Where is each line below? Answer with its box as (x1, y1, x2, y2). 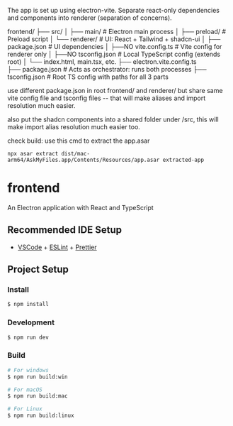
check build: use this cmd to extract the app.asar (7, 136, 150, 145)
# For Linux (7, 405, 42, 413)
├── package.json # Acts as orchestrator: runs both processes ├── (7, 65, 207, 73)
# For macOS (7, 386, 42, 393)
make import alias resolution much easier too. (7, 123, 140, 131)
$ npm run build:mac (7, 393, 69, 400)
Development (7, 317, 55, 327)
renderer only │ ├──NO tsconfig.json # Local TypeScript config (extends (7, 50, 221, 58)
